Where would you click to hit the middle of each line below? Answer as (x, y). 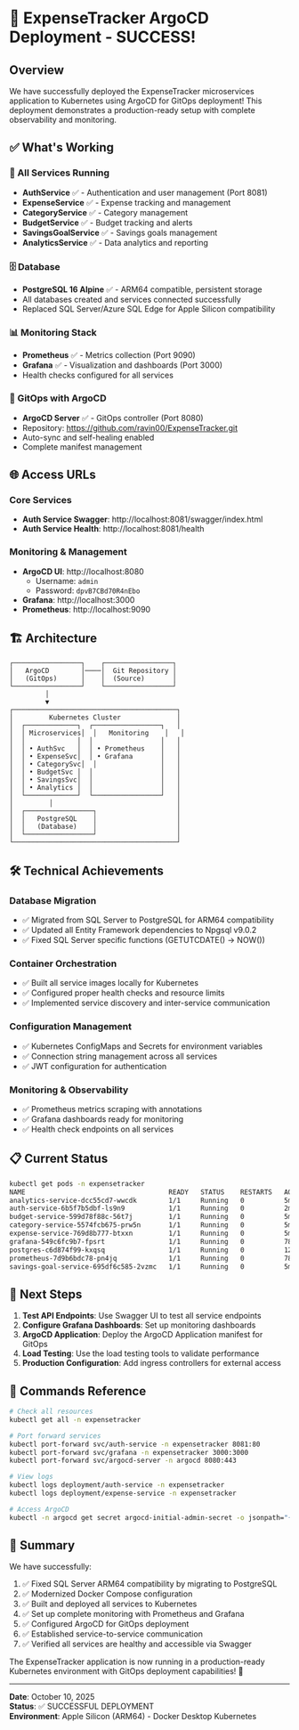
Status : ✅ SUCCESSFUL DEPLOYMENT (82, 1706)
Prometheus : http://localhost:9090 (86, 609)
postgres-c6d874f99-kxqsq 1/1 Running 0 (127, 1250)
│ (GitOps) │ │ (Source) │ (93, 679)
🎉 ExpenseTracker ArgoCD (109, 18)
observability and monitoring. (63, 120)
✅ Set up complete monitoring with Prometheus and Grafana (133, 1614)
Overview (37, 70)
